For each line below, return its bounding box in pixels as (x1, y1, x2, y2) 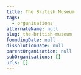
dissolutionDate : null (6, 43, 64, 49)
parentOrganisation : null (6, 48, 72, 54)
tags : (6, 15, 20, 21)
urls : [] (6, 59, 29, 65)
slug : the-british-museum (6, 31, 72, 37)
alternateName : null (6, 25, 59, 32)
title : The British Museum (6, 8, 75, 15)
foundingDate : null (6, 37, 56, 43)
